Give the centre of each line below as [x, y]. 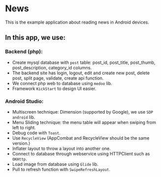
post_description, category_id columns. [52, 67]
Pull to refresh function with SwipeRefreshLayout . [61, 169]
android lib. [24, 117]
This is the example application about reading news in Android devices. [77, 22]
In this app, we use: [35, 38]
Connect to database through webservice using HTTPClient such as [81, 153]
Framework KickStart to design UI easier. [54, 88]
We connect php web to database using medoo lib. [62, 83]
